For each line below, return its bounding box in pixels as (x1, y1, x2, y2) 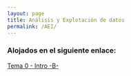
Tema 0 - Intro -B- (7, 61, 59, 70)
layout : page (7, 10, 45, 17)
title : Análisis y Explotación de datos (7, 17, 125, 23)
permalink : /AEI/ (7, 23, 57, 30)
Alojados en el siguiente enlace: (7, 46, 117, 55)
